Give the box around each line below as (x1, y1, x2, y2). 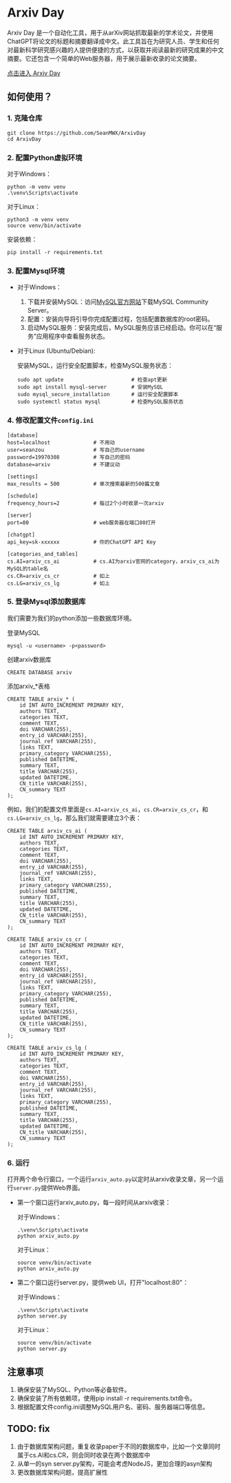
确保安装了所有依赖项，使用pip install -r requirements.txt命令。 (16, 1393, 196, 1402)
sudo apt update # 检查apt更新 (16, 377, 168, 384)
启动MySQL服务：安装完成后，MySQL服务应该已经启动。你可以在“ (27, 324, 217, 332)
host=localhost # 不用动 (7, 439, 115, 446)
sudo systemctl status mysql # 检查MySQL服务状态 (16, 398, 184, 406)
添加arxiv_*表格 (7, 682, 50, 690)
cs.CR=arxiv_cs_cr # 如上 (7, 572, 110, 579)
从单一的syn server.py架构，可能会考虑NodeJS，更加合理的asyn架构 (16, 1459, 212, 1468)
